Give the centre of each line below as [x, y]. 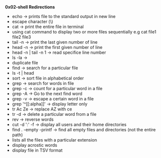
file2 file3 [22, 37]
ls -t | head [23, 73]
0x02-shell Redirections [30, 7]
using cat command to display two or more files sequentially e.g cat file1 [84, 32]
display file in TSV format [37, 150]
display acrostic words [34, 145]
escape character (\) [32, 22]
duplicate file [25, 63]
